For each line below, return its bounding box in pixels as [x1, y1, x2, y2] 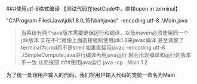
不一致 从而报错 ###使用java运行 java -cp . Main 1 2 [20, 59, 148, 66]
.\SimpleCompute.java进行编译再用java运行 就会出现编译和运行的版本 [20, 51, 192, 58]
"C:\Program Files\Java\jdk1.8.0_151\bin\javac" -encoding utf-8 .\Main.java [6, 17, 188, 24]
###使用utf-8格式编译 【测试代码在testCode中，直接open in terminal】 [6, 5, 181, 12]
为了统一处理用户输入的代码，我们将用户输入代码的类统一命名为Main [6, 72, 176, 78]
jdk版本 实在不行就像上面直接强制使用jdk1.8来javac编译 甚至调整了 [20, 37, 184, 43]
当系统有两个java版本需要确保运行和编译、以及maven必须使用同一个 [20, 29, 189, 36]
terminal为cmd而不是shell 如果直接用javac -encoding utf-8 [20, 44, 165, 51]
